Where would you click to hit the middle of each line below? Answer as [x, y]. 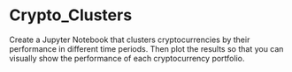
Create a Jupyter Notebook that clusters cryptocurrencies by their [130, 40]
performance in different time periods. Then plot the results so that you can [146, 48]
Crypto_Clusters [71, 15]
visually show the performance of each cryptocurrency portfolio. [127, 58]
